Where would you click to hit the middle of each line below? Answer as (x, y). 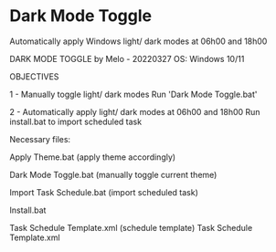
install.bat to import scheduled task (76, 121)
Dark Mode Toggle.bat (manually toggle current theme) (113, 174)
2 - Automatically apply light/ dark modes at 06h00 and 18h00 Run (135, 111)
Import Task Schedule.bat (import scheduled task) (104, 192)
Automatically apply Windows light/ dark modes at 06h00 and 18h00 (138, 41)
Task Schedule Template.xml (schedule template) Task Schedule (131, 227)
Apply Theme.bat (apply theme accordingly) (93, 157)
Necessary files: (40, 139)
